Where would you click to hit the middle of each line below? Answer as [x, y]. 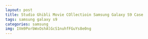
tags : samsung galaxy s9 [31, 19]
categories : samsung [27, 24]
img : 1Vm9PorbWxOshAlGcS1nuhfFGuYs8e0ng [48, 29]
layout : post [19, 10]
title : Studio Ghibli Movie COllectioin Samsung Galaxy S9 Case [74, 15]
